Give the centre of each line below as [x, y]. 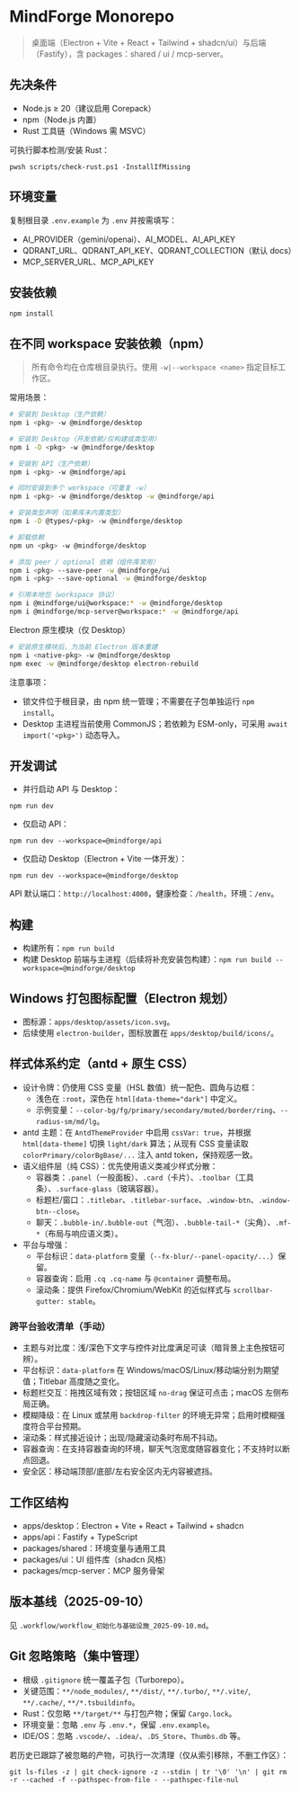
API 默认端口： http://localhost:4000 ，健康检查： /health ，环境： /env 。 [144, 894]
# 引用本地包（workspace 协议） [64, 595]
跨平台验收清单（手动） [60, 1326]
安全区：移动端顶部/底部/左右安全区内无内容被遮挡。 [119, 1471]
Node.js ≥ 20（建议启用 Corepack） [89, 108]
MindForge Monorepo [92, 17]
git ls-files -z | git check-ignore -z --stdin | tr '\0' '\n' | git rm [148, 1772]
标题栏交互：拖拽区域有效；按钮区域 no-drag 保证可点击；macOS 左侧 [151, 1393]
